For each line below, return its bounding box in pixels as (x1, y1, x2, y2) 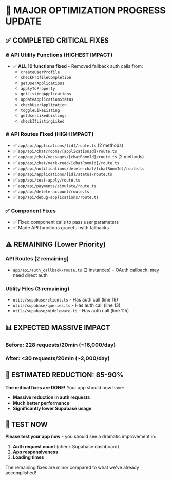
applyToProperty (20, 86, 55, 91)
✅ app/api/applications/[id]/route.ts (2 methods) (12, 142, 124, 148)
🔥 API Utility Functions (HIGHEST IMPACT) (5, 51, 113, 58)
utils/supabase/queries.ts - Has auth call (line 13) (12, 302, 121, 308)
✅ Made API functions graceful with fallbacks (12, 225, 109, 231)
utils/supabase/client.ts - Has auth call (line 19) (12, 297, 118, 303)
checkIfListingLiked (20, 118, 65, 124)
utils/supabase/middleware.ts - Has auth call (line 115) (12, 308, 129, 314)
